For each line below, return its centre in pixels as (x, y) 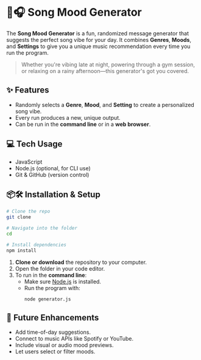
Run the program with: (52, 288)
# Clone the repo (28, 212)
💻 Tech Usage (34, 144)
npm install (21, 251)
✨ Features (28, 90)
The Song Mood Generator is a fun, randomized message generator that (98, 33)
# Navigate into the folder (42, 228)
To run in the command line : (51, 275)
